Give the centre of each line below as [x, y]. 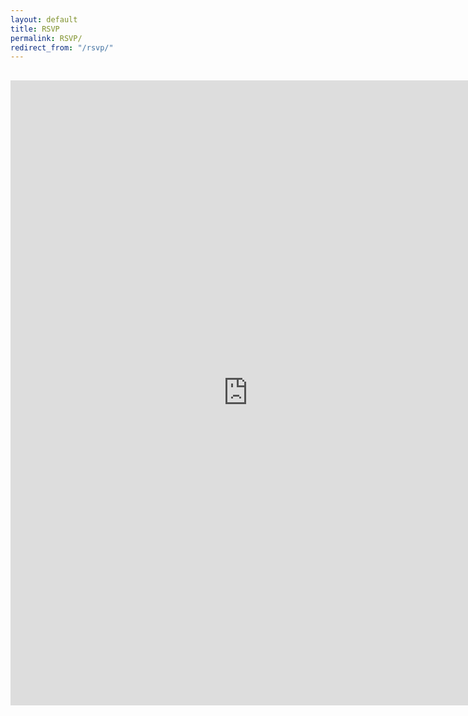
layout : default [44, 19]
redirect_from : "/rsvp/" [62, 47]
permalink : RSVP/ [46, 38]
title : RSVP [35, 29]
